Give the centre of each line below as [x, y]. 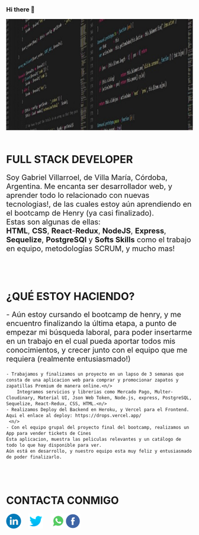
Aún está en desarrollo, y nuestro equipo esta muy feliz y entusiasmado [99, 451]
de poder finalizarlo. [34, 457]
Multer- [164, 392]
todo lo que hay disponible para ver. [54, 445]
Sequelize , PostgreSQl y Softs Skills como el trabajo [99, 240]
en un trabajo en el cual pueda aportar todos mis [91, 341]
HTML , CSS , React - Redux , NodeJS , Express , [86, 231]
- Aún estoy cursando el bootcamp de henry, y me [94, 314]
